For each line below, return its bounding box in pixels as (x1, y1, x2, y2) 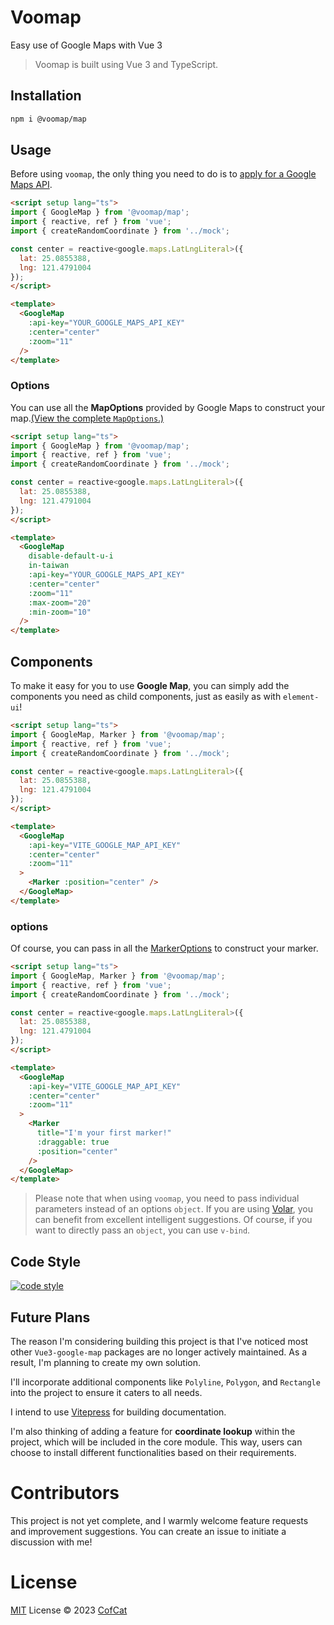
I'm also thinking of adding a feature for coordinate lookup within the (10, 1425, 296, 1437)
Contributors (10, 1482, 120, 1505)
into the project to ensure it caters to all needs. (10, 1386, 203, 1398)
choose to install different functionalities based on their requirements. (10, 1446, 297, 1458)
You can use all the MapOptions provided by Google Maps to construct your (10, 401, 326, 413)
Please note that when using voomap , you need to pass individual (34, 1192, 300, 1205)
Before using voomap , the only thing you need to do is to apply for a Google (10, 168, 317, 180)
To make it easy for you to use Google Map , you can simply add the (10, 680, 290, 692)
